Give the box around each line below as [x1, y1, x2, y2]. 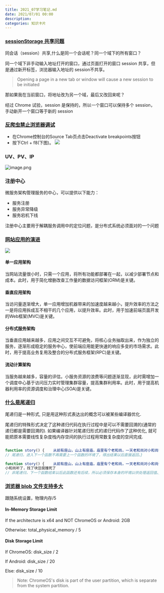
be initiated [17, 81, 40, 87]
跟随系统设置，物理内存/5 [5, 495, 57, 501]
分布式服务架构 [5, 325, 35, 331]
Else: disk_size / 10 [5, 568, 43, 573]
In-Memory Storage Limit [5, 506, 57, 512]
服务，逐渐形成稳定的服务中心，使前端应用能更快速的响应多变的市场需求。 [5, 343, 155, 349]
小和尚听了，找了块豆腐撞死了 [5, 466, 56, 471]
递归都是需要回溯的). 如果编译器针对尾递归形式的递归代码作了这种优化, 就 [5, 427, 153, 433]
